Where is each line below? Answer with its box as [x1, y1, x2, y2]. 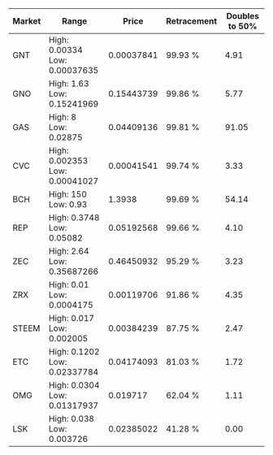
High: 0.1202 [48, 346, 100, 357]
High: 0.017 [48, 313, 95, 323]
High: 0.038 [48, 414, 95, 424]
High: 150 [48, 188, 88, 200]
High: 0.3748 [48, 212, 100, 223]
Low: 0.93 [48, 199, 88, 210]
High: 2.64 [48, 245, 89, 257]
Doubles [226, 11, 260, 21]
